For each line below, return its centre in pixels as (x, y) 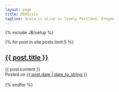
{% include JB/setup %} (29, 33)
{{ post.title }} (27, 57)
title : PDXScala (21, 14)
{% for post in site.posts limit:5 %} (40, 42)
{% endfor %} (19, 85)
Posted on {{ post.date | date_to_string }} (46, 74)
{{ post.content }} (23, 69)
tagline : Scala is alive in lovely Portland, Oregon (60, 19)
